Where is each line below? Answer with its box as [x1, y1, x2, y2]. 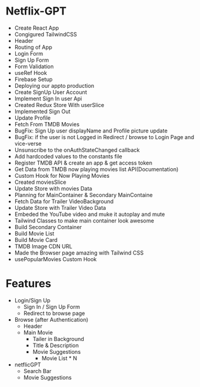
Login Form [14, 50, 44, 57]
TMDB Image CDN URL [14, 242, 73, 250]
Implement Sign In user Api [14, 95, 82, 102]
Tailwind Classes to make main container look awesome [14, 216, 155, 224]
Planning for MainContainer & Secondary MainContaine [14, 191, 153, 198]
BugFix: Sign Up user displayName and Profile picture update [14, 127, 168, 134]
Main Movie [23, 328, 53, 336]
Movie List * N [41, 354, 78, 362]
